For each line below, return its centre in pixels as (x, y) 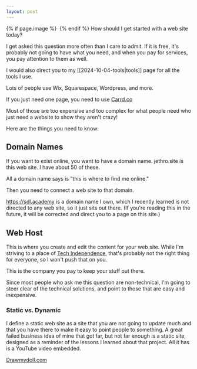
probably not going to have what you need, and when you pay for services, (97, 52)
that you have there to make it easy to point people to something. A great (94, 329)
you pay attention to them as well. (47, 58)
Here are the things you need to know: (52, 128)
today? (14, 35)
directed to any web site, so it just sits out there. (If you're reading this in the (98, 208)
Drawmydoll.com (26, 360)
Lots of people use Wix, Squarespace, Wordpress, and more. (80, 88)
